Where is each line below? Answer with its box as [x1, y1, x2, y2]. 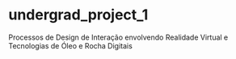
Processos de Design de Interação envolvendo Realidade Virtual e [8, 32, 229, 42]
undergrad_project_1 [8, 6, 149, 24]
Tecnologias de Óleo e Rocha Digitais [8, 40, 133, 50]
